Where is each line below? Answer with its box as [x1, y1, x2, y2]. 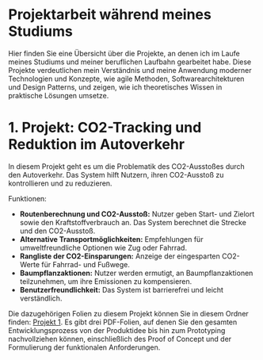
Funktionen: [8, 193, 48, 203]
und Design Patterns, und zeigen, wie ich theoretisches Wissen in [8, 82, 223, 92]
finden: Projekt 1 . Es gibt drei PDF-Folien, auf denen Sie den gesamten [8, 317, 238, 327]
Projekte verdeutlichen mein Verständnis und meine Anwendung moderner [8, 65, 252, 75]
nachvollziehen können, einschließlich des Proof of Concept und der [8, 334, 232, 343]
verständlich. [19, 293, 63, 303]
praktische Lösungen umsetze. [8, 90, 109, 100]
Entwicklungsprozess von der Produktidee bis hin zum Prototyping [8, 325, 226, 335]
